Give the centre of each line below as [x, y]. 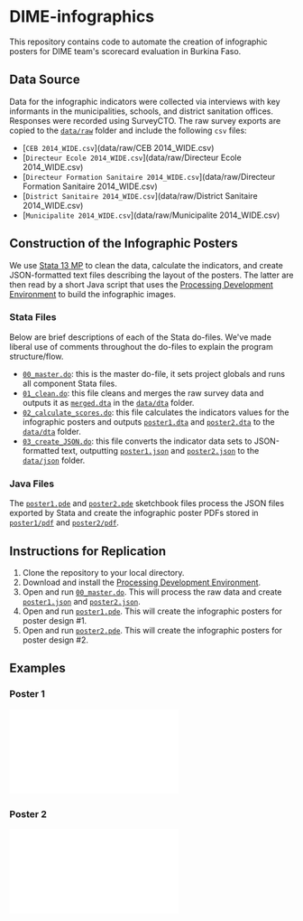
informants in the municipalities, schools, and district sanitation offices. [141, 111]
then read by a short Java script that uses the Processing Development [141, 284]
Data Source [45, 80]
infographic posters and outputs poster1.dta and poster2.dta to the [148, 421]
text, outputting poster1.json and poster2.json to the [161, 450]
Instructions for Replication [88, 551]
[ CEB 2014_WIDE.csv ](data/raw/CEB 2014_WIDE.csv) [118, 147]
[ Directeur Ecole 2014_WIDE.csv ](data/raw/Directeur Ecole [132, 157]
